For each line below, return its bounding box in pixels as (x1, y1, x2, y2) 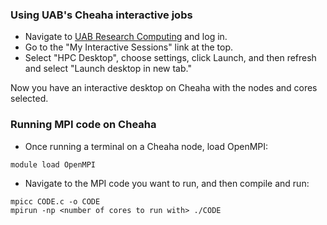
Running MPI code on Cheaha (10, 118, 157, 132)
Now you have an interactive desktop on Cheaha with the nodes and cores (10, 82, 318, 94)
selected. (10, 93, 49, 105)
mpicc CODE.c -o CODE (10, 196, 101, 207)
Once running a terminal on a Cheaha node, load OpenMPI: (24, 140, 269, 152)
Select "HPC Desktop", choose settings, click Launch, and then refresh (24, 52, 317, 64)
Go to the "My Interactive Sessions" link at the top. (24, 41, 234, 53)
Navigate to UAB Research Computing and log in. (24, 31, 228, 43)
